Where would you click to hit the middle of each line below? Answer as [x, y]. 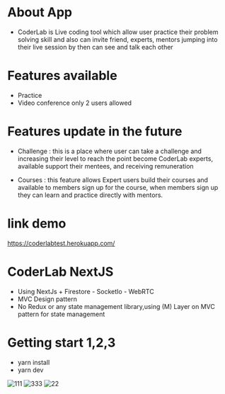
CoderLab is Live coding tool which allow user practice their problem [118, 32]
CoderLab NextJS [60, 272]
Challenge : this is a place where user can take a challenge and [109, 151]
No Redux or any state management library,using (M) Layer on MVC [116, 306]
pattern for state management [61, 314]
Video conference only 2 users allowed [75, 103]
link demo [37, 223]
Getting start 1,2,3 [62, 343]
